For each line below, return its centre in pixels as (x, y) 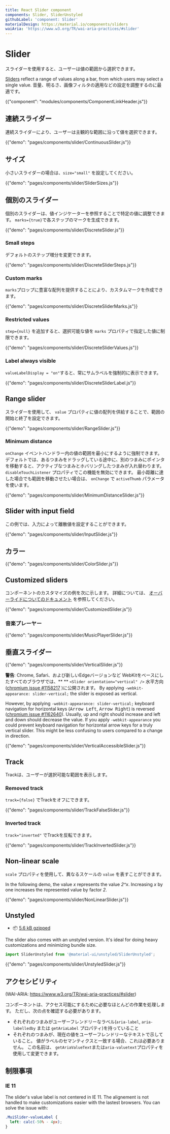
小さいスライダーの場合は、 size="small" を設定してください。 (71, 172)
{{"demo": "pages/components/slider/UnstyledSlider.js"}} (65, 964)
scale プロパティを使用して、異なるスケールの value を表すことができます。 (85, 874)
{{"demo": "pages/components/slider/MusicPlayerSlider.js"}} (69, 635)
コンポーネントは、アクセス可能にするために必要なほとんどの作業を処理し (83, 1005)
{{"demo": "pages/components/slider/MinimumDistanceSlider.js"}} (75, 495)
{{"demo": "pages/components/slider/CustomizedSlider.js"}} (69, 609)
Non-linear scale (32, 861)
